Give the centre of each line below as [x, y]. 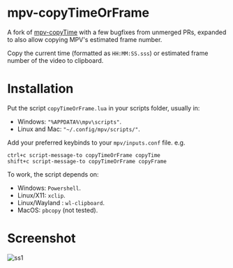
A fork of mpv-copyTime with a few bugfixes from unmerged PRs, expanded [117, 32]
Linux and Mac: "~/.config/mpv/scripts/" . [79, 129]
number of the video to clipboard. [55, 60]
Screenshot [42, 238]
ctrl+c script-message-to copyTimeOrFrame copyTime [84, 155]
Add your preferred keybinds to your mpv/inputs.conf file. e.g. [96, 142]
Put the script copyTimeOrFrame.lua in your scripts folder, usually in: [104, 108]
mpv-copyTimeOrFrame [78, 13]
